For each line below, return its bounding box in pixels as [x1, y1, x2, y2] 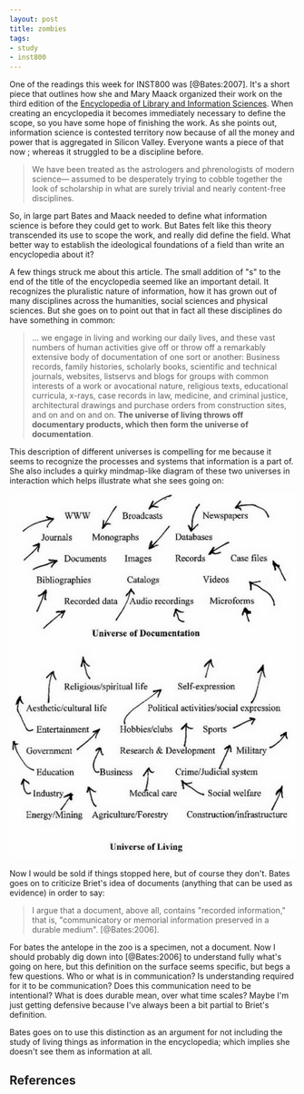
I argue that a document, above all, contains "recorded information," [31, 905, 286, 916]
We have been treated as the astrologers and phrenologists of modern [31, 164, 295, 175]
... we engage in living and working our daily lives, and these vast [31, 332, 276, 344]
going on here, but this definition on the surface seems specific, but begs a [9, 962, 290, 972]
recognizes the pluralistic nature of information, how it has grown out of [9, 286, 278, 297]
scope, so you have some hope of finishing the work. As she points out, [9, 118, 278, 129]
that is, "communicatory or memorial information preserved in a [31, 914, 270, 925]
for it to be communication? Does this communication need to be [9, 981, 251, 991]
